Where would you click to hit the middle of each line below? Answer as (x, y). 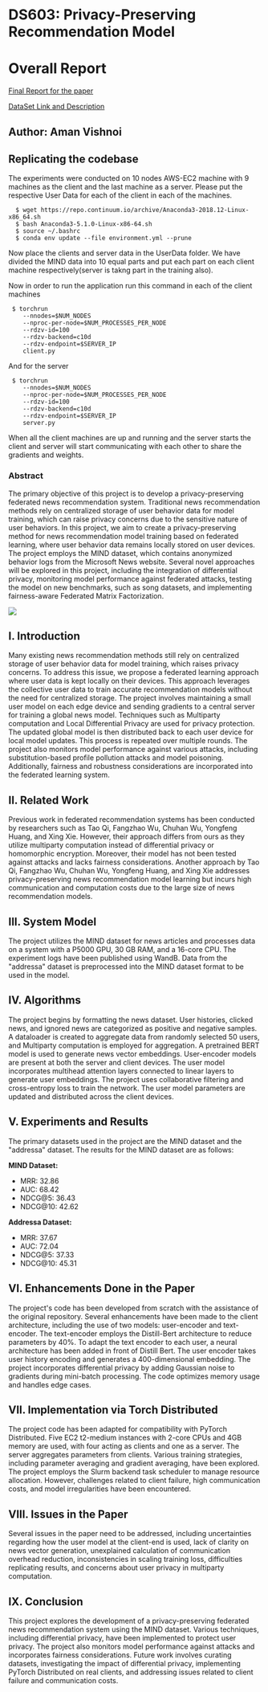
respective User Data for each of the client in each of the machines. (120, 195)
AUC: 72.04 (39, 1246)
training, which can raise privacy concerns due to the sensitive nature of (128, 519)
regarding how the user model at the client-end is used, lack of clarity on (129, 1542)
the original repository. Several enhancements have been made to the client (133, 1316)
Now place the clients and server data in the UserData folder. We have (124, 253)
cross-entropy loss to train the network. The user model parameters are (127, 1088)
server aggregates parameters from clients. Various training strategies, (126, 1455)
